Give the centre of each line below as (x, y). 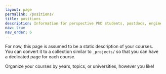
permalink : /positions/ (30, 14)
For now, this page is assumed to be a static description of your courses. (79, 46)
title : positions (23, 19)
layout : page (19, 10)
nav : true (15, 28)
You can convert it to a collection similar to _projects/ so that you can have (82, 51)
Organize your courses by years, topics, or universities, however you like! (80, 66)
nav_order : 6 (19, 32)
